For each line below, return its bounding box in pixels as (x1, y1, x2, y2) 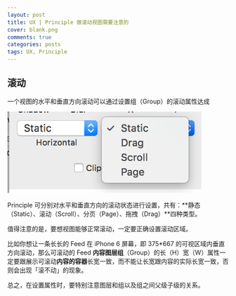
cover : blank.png (7, 26, 58, 33)
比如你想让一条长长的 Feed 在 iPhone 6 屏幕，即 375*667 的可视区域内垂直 (7, 239, 225, 247)
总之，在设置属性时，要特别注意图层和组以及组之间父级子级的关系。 (7, 281, 204, 289)
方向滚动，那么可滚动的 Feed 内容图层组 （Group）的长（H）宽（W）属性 (7, 248, 220, 257)
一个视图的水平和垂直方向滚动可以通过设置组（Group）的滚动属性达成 (7, 97, 210, 105)
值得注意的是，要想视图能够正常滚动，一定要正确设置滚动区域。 (7, 224, 192, 233)
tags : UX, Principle (7, 49, 68, 56)
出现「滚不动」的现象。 (19, 266, 88, 274)
